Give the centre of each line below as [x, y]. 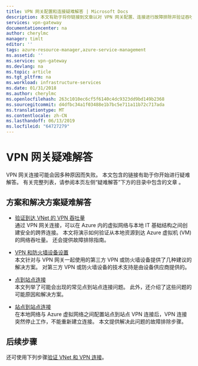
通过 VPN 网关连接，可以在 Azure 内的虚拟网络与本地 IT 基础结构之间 [98, 225]
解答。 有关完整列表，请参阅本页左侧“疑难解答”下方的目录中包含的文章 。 [95, 182]
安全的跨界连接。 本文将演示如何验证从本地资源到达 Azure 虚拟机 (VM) [105, 232]
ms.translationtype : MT [35, 110]
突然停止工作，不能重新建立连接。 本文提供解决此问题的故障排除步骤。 [100, 321]
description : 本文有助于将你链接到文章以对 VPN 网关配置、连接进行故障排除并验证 [96, 17]
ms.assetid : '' [25, 55]
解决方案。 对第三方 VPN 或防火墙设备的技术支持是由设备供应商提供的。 [102, 267]
